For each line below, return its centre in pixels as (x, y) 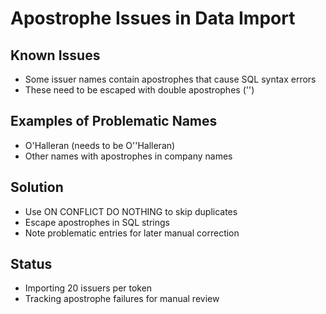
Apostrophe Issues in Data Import (153, 18)
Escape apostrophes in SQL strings (97, 222)
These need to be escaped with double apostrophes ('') (139, 90)
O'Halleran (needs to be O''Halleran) (100, 145)
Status (31, 264)
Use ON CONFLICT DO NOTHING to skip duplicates (131, 211)
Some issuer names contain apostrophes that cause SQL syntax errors (170, 79)
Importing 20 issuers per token (88, 288)
